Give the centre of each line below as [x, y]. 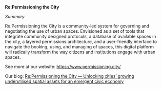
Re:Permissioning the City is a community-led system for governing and [77, 26]
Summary [15, 16]
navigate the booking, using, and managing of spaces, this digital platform [80, 47]
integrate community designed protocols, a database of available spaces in [81, 36]
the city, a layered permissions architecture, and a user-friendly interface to [81, 42]
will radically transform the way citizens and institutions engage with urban [80, 52]
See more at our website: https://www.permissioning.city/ [63, 67]
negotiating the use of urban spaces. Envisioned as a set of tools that [75, 31]
